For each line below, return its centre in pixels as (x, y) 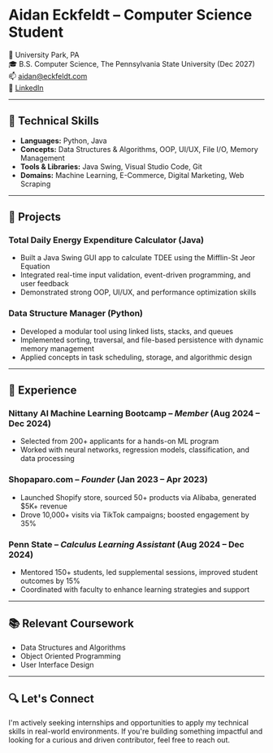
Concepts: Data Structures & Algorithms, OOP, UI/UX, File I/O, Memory (139, 149)
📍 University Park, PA (44, 54)
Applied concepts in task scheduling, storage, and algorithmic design (136, 357)
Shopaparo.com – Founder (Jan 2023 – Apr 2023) (108, 480)
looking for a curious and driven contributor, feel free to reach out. (119, 740)
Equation (35, 267)
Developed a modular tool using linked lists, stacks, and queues (127, 331)
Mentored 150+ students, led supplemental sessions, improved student (139, 572)
